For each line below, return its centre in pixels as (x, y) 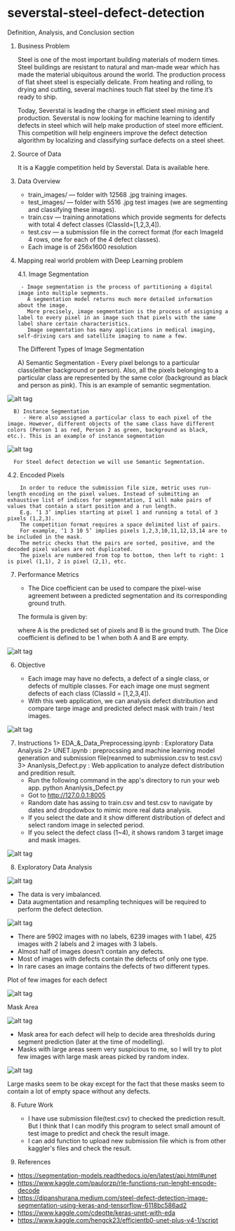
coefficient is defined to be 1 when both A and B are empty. (103, 637)
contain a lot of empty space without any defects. (79, 1091)
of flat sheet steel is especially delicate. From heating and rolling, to (115, 81)
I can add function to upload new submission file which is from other (127, 1140)
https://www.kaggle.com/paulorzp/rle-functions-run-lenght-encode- (117, 1183)
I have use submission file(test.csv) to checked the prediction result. (127, 1118)
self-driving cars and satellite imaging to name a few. (102, 336)
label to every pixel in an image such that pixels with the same (116, 317)
